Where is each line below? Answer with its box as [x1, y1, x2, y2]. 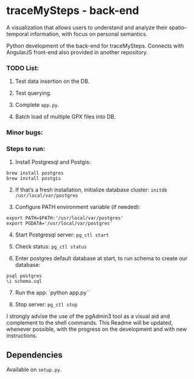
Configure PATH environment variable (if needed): [15, 204, 141, 211]
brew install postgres [6, 170, 64, 177]
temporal [6, 30, 29, 37]
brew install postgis [6, 175, 61, 182]
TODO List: [6, 63, 40, 72]
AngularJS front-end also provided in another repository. [6, 48, 148, 55]
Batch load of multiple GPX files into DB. [15, 113, 116, 121]
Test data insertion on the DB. [15, 77, 90, 85]
